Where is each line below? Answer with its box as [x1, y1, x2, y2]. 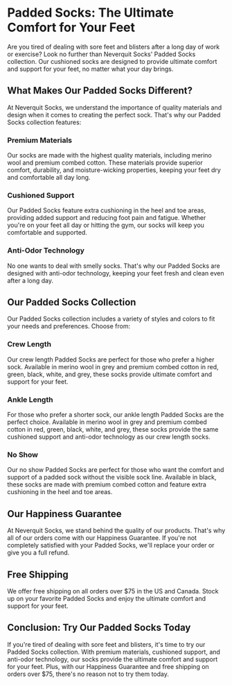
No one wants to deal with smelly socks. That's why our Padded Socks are [7, 262, 220, 270]
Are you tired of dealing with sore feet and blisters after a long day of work [7, 42, 220, 51]
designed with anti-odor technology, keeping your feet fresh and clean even [7, 269, 224, 277]
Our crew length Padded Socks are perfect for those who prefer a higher [7, 355, 215, 364]
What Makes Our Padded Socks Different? [7, 85, 193, 96]
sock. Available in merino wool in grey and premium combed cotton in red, [7, 362, 220, 371]
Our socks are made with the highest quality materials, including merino [7, 151, 213, 160]
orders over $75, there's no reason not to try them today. [7, 670, 170, 678]
